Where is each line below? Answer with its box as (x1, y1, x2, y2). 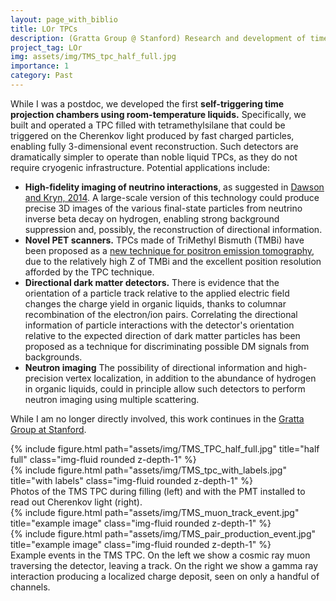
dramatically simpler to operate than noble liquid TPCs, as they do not (10, 151, 298, 163)
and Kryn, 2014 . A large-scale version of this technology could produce (24, 191, 320, 203)
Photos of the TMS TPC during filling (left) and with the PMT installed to (10, 485, 306, 497)
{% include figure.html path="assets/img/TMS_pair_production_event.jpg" (10, 527, 317, 540)
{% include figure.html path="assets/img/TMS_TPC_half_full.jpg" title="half (10, 442, 320, 455)
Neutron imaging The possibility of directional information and (24, 361, 283, 373)
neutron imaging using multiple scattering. (24, 393, 200, 405)
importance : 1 (10, 61, 70, 71)
